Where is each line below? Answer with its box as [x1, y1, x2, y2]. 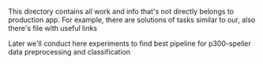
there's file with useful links [8, 24, 97, 32]
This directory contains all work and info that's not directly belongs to [8, 7, 235, 16]
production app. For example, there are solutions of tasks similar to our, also [8, 15, 256, 24]
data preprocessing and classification [8, 47, 131, 56]
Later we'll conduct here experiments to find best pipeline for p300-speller [8, 39, 251, 48]
